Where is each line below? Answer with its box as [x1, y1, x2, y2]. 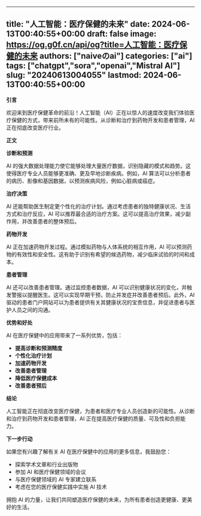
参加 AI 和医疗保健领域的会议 [14, 468, 87, 475]
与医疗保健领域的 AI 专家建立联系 [14, 475, 97, 483]
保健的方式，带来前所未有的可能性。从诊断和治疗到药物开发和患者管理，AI [11, 116, 195, 124]
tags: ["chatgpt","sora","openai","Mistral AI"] [6, 61, 181, 71]
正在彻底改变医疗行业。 [6, 124, 64, 131]
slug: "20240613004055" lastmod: [6, 70, 142, 80]
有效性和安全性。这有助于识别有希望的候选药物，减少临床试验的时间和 [16, 250, 190, 258]
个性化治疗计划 [14, 352, 52, 359]
